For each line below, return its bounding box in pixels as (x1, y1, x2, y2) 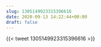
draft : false (6, 19, 38, 25)
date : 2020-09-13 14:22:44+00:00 (6, 14, 88, 20)
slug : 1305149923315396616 (6, 8, 72, 15)
